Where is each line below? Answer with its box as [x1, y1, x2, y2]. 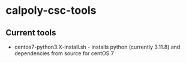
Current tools [5, 28, 56, 38]
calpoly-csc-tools [5, 4, 97, 17]
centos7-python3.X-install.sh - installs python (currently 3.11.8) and [14, 43, 181, 50]
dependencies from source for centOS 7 [14, 50, 115, 57]
